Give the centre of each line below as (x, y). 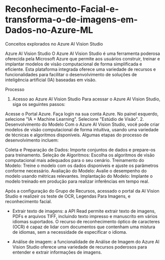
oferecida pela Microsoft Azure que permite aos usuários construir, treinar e (82, 58)
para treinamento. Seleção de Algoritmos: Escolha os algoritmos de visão (80, 155)
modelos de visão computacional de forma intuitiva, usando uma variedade (82, 129)
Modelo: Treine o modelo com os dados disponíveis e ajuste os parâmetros (82, 165)
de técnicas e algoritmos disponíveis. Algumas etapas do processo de (77, 135)
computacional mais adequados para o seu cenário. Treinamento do (75, 160)
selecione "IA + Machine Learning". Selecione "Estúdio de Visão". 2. (75, 119)
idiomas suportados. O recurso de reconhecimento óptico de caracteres (86, 221)
